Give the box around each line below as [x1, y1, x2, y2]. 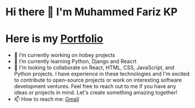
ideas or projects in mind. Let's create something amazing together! [13, 89, 178, 96]
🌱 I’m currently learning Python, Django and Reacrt [13, 58, 137, 65]
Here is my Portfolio [5, 32, 104, 46]
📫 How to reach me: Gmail [13, 96, 80, 103]
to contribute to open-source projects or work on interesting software [13, 76, 182, 84]
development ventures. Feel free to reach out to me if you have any [13, 83, 176, 90]
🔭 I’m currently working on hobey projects [13, 52, 115, 59]
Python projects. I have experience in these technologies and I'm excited [13, 70, 190, 77]
